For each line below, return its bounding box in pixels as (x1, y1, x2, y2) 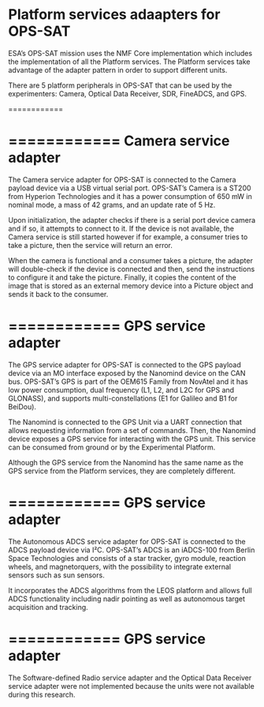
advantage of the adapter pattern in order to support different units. (8, 65, 228, 74)
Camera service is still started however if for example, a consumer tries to (8, 231, 248, 242)
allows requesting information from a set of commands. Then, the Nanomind (8, 425, 256, 435)
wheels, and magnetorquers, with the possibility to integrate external (8, 562, 231, 571)
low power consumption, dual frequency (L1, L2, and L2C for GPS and (8, 385, 235, 394)
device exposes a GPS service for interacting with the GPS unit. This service (8, 434, 256, 443)
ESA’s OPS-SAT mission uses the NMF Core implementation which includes (8, 48, 253, 58)
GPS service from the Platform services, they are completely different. (8, 466, 236, 476)
